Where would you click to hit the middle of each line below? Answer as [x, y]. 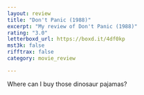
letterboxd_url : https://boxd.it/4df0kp [66, 39]
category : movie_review [42, 59]
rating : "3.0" [28, 33]
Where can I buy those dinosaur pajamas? [67, 84]
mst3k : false [26, 45]
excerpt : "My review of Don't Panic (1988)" [72, 26]
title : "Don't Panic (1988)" [49, 20]
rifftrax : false [30, 52]
